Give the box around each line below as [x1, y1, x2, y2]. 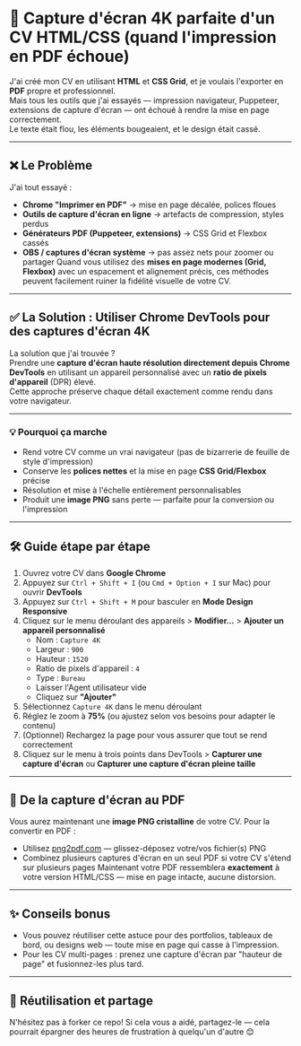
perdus [21, 218, 49, 229]
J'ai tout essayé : [9, 181, 73, 192]
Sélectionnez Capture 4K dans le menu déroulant [21, 701, 202, 711]
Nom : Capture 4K [35, 634, 101, 645]
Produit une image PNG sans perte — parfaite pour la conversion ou [21, 493, 275, 505]
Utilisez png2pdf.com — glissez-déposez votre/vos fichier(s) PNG [21, 843, 267, 854]
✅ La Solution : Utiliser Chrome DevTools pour [9, 309, 271, 326]
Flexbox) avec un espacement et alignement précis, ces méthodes [21, 266, 270, 276]
